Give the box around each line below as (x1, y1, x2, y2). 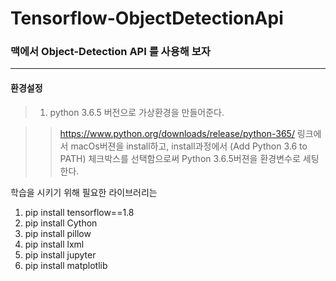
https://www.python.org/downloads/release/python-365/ (59, 127, 295, 139)
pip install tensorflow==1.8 (24, 206, 135, 218)
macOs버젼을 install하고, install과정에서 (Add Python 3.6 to (70, 140, 308, 152)
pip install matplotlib (24, 259, 108, 271)
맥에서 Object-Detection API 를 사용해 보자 (10, 45, 211, 59)
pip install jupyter (24, 248, 97, 261)
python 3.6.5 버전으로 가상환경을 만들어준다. (49, 106, 225, 118)
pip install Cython (24, 217, 98, 229)
